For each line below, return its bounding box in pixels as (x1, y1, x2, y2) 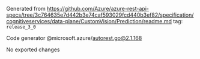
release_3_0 (6, 24, 36, 30)
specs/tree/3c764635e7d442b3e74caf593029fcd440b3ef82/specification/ (6, 11, 194, 18)
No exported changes (6, 46, 60, 53)
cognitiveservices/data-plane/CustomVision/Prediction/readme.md (6, 18, 172, 24)
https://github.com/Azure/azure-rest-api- (47, 5, 149, 12)
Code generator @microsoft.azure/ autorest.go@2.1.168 (6, 35, 142, 41)
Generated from (6, 5, 46, 12)
